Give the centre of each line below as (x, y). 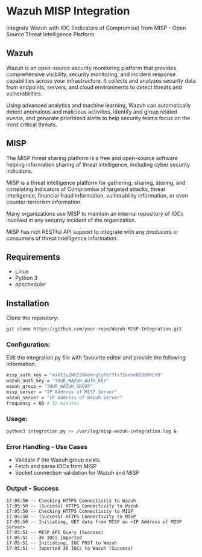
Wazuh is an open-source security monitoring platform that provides (91, 68)
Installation (28, 303)
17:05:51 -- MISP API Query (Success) (55, 533)
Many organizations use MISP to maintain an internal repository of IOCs (95, 213)
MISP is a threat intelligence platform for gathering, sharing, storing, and (96, 182)
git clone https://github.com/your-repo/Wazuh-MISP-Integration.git (94, 329)
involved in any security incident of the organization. (71, 220)
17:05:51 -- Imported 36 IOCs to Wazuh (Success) (70, 549)
